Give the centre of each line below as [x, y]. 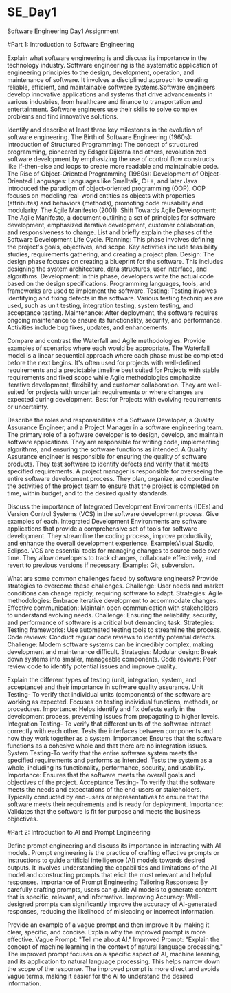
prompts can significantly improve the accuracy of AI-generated [126, 904]
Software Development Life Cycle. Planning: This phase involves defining [111, 239]
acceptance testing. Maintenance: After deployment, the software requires [113, 313]
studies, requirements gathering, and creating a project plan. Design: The [111, 254]
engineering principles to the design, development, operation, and [101, 72]
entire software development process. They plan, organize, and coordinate [113, 478]
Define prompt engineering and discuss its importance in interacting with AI [114, 846]
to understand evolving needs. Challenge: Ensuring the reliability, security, [112, 615]
